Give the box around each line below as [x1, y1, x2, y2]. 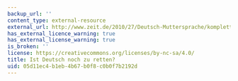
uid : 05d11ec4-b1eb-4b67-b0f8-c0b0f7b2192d [7, 63, 138, 70]
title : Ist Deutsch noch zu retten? [7, 56, 115, 63]
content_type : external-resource [7, 17, 106, 24]
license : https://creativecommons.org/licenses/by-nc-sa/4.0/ [7, 50, 195, 57]
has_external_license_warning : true [7, 37, 115, 44]
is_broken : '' [7, 43, 50, 50]
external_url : [7, 23, 50, 30]
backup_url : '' [7, 10, 52, 18]
